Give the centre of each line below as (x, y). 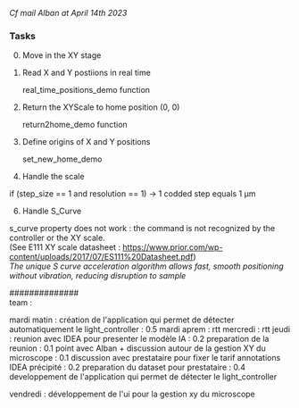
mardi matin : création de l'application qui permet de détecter (122, 320)
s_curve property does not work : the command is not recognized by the (142, 229)
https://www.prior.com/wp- (173, 247)
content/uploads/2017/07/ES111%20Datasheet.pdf (101, 257)
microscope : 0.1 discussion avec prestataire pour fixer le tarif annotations (145, 358)
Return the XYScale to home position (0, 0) (101, 107)
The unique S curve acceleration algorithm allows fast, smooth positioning (146, 266)
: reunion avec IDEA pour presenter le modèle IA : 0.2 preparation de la (139, 339)
